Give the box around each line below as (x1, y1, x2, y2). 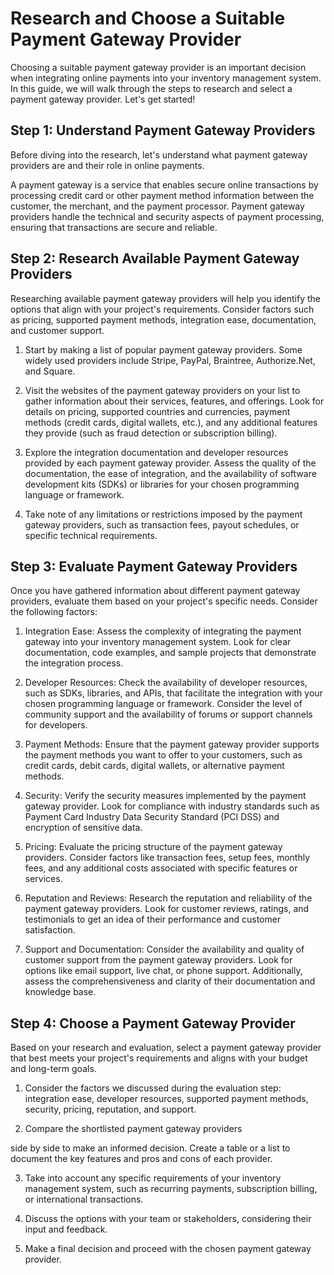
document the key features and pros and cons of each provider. (10, 1153, 273, 1165)
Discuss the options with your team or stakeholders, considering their (24, 1213, 312, 1225)
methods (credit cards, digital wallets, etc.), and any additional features (24, 416, 318, 428)
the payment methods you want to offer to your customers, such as (24, 749, 303, 761)
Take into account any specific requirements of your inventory (24, 1172, 282, 1184)
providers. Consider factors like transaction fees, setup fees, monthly (24, 852, 311, 864)
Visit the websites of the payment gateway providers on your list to (24, 384, 301, 396)
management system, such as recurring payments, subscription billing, (24, 1183, 318, 1195)
